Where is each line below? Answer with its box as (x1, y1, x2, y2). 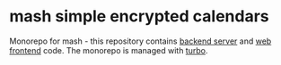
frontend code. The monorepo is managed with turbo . (9, 45, 208, 55)
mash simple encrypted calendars (9, 6, 269, 27)
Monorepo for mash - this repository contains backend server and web (9, 36, 272, 46)
